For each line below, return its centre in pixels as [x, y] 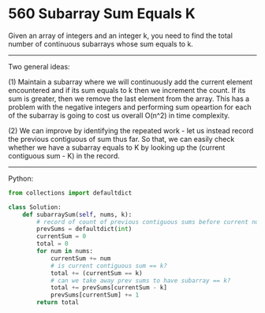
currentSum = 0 [62, 237]
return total [58, 303]
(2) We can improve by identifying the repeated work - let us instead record [131, 130]
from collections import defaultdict [70, 193]
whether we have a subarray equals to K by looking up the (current [117, 147]
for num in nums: [65, 252]
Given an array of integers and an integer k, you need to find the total [120, 35]
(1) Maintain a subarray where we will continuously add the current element [131, 82]
